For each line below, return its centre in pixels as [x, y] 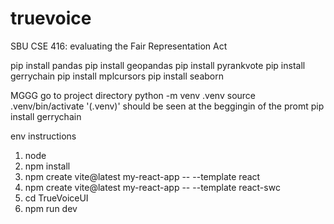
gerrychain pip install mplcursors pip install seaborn [117, 76]
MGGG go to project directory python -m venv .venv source [133, 95]
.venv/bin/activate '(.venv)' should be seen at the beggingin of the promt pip [167, 106]
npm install [47, 166]
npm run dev [51, 208]
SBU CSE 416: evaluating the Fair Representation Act [119, 46]
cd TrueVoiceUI [56, 198]
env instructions [43, 136]
